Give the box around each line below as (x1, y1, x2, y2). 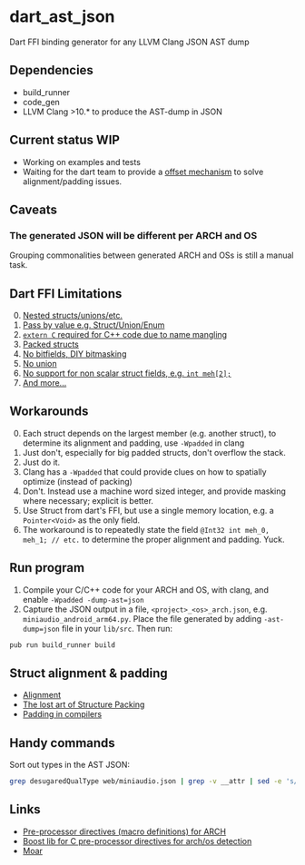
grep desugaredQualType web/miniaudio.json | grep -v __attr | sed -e (9, 777, 282, 786)
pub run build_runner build (9, 640, 116, 650)
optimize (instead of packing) (22, 476, 133, 487)
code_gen (22, 96, 61, 107)
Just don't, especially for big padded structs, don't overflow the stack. (22, 447, 286, 457)
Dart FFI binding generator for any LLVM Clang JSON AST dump (9, 36, 250, 47)
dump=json (22, 624, 61, 634)
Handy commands (9, 735, 115, 751)
